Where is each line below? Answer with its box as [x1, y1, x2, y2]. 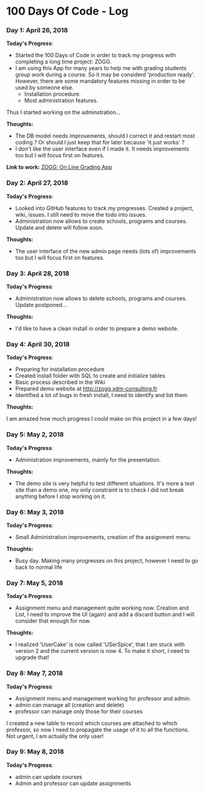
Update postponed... [15, 301, 67, 309]
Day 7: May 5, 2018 [6, 579, 63, 587]
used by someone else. [15, 84, 74, 91]
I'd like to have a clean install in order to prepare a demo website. [15, 325, 179, 333]
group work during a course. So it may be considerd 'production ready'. [15, 71, 195, 79]
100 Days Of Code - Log [6, 4, 129, 18]
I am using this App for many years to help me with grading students [15, 65, 187, 72]
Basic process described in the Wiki [15, 379, 105, 386]
